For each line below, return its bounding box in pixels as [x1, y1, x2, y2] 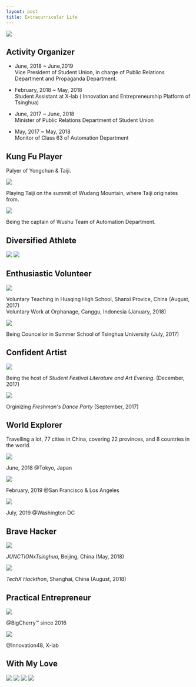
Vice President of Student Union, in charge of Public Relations [14, 69, 165, 76]
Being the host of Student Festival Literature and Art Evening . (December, [6, 374, 185, 381]
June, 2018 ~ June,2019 [14, 62, 74, 70]
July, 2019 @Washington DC [6, 509, 75, 516]
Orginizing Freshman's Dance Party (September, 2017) [6, 403, 139, 410]
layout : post [6, 8, 38, 15]
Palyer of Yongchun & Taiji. [6, 167, 72, 174]
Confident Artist [6, 348, 67, 358]
